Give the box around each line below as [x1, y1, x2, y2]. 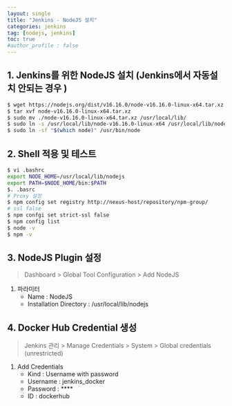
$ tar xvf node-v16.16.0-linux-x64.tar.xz [7, 108, 131, 115]
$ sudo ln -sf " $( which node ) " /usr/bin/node [7, 127, 140, 134]
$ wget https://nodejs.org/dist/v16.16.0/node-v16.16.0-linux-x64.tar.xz [7, 101, 224, 108]
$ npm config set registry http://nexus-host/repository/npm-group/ [7, 199, 209, 206]
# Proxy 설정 [7, 192, 42, 199]
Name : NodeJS [27, 293, 72, 301]
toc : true [7, 36, 36, 43]
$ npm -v [7, 231, 32, 238]
